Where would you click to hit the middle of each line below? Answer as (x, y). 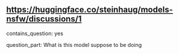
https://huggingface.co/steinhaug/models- (90, 10)
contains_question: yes (35, 33)
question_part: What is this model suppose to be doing (74, 45)
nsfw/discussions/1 (44, 19)
